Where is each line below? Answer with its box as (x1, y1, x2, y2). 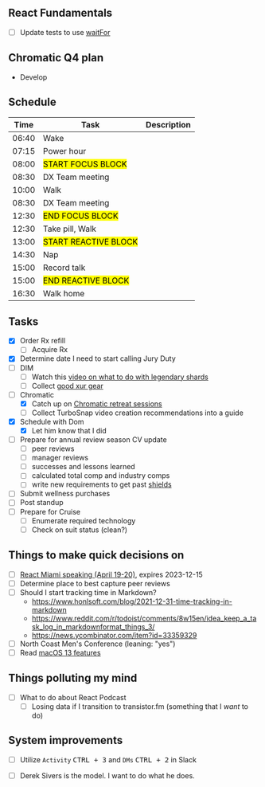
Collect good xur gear (31, 381, 103, 390)
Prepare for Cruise (19, 507, 81, 516)
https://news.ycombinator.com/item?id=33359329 (31, 630, 197, 640)
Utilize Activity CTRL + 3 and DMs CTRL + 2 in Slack (19, 754, 197, 764)
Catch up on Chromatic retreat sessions (31, 398, 162, 409)
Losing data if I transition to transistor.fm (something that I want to (31, 701, 249, 711)
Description (146, 119, 191, 130)
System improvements (8, 734, 123, 747)
